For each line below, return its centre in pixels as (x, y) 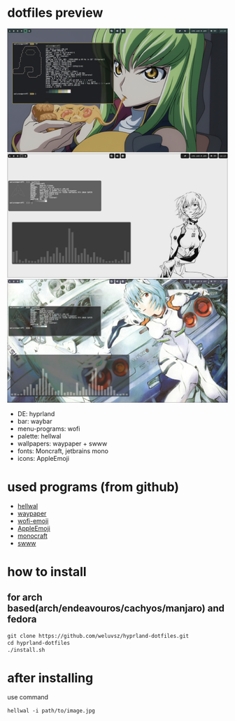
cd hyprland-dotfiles (39, 643)
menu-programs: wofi (49, 429)
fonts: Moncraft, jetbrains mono (63, 451)
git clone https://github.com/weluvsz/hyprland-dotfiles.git (98, 636)
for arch (25, 597)
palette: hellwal (39, 436)
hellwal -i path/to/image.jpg (51, 711)
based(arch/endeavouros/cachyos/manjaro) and (116, 608)
